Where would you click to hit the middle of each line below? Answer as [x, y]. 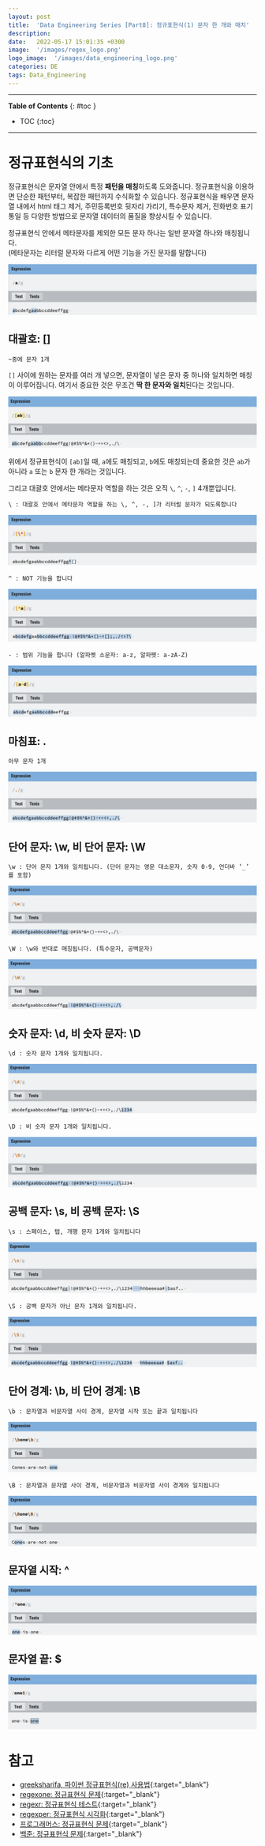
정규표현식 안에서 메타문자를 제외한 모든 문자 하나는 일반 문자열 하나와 [116, 232]
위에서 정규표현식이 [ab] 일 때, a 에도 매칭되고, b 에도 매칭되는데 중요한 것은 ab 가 [129, 461]
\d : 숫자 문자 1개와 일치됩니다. [56, 1054]
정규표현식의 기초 [61, 163]
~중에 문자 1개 [29, 359]
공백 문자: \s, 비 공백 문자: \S [74, 1211]
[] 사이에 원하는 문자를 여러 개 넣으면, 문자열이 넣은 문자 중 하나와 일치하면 [123, 374]
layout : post [30, 17]
